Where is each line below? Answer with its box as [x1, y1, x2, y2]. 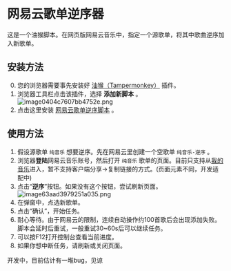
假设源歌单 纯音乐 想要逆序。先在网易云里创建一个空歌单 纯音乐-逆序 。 [17, 147, 214, 156]
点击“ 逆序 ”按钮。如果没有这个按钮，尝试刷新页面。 [17, 182, 162, 190]
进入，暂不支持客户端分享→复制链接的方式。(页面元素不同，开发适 [29, 165, 219, 173]
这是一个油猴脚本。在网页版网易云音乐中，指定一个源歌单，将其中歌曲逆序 [7, 30, 219, 39]
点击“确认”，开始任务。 [17, 207, 84, 215]
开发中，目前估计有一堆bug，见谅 [7, 256, 103, 264]
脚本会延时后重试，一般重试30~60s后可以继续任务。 [17, 224, 167, 232]
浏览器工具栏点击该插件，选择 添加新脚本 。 [17, 89, 142, 97]
